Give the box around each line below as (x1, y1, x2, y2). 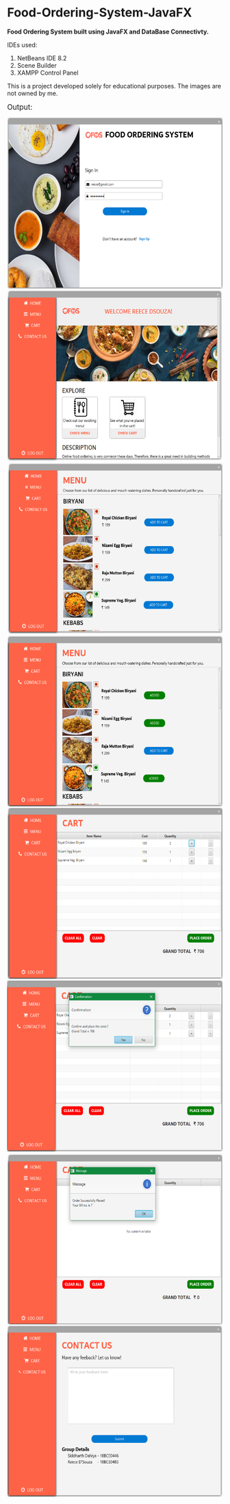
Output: (7, 102, 33, 112)
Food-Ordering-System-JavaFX (7, 5, 192, 21)
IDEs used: (7, 40, 38, 49)
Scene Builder (16, 61, 57, 69)
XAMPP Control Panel (16, 69, 79, 77)
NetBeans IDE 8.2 (16, 53, 67, 62)
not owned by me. (7, 89, 58, 97)
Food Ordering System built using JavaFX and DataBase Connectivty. (7, 27, 209, 36)
